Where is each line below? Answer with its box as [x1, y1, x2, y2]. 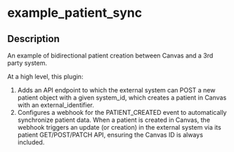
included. [17, 138, 45, 146]
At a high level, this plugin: [7, 72, 84, 81]
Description [7, 33, 60, 45]
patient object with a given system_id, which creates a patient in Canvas [17, 93, 227, 102]
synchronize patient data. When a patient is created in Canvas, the [17, 116, 211, 124]
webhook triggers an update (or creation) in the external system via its [17, 123, 221, 131]
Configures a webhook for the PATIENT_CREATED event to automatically [17, 109, 227, 116]
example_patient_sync [7, 5, 143, 21]
